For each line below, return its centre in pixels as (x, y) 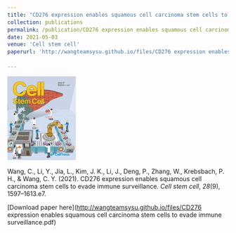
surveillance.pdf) (32, 222)
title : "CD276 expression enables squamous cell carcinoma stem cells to (118, 15)
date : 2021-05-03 (33, 37)
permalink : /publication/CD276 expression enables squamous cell (105, 29)
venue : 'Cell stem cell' (44, 45)
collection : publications (45, 22)
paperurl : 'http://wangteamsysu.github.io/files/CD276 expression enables (119, 52)
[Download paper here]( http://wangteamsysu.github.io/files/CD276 (105, 207)
